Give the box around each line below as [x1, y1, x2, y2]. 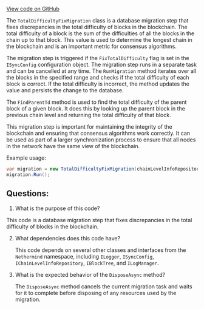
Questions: [6, 188, 49, 199]
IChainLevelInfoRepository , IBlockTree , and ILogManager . [15, 259, 159, 267]
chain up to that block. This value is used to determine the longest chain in [6, 36, 192, 43]
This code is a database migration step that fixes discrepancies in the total [6, 216, 192, 223]
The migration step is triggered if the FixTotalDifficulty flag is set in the [6, 55, 189, 61]
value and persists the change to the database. [6, 87, 124, 93]
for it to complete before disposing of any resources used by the [15, 289, 177, 296]
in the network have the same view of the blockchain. [6, 143, 140, 149]
